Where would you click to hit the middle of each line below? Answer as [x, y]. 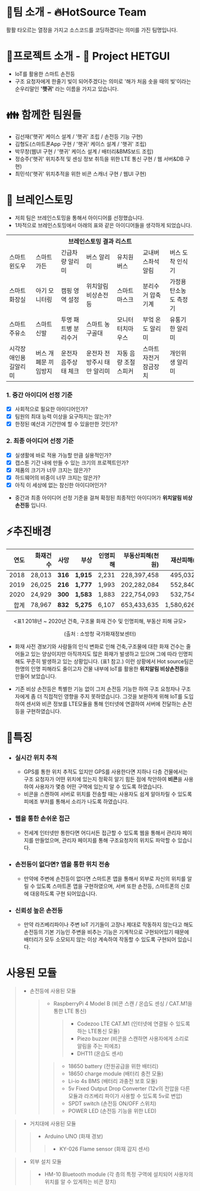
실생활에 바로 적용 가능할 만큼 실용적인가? [63, 455]
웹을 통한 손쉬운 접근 [42, 819]
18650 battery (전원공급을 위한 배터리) [113, 1066]
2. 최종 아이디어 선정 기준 [40, 441]
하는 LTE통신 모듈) [99, 1031]
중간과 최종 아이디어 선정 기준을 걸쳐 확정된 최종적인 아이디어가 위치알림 [98, 497]
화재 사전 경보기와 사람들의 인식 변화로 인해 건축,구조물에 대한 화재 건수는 [100, 646]
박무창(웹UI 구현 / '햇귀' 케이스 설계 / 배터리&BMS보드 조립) [84, 151]
